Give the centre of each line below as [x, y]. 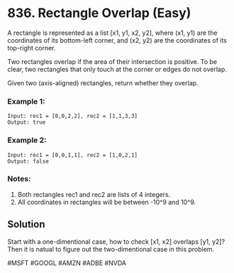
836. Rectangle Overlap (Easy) [99, 13]
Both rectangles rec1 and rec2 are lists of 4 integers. [94, 194]
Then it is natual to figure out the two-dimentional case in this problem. [111, 249]
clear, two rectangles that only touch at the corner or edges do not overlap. [117, 69]
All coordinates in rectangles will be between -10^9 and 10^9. [107, 202]
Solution [26, 224]
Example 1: [26, 101]
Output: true [27, 122]
